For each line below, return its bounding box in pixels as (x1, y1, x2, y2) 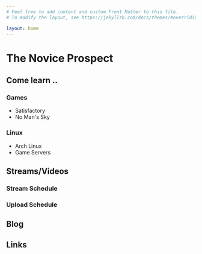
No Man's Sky (14, 113, 50, 121)
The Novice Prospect (6, 51, 114, 65)
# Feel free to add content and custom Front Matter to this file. (6, 8, 179, 15)
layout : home (6, 25, 39, 31)
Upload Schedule (6, 200, 58, 209)
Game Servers (14, 148, 51, 156)
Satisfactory (14, 107, 46, 115)
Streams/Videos (6, 166, 69, 176)
